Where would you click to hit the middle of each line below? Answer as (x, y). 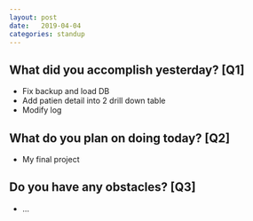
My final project (51, 159)
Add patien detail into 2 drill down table (94, 101)
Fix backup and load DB (66, 91)
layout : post (33, 17)
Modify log (42, 110)
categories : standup (47, 34)
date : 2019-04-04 (45, 26)
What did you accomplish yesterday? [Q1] (127, 70)
